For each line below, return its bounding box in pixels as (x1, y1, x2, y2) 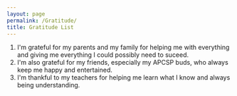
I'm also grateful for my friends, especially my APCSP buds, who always (16, 58, 228, 67)
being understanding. (16, 81, 80, 90)
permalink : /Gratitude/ (6, 17, 78, 24)
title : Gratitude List (6, 23, 74, 31)
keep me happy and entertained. (16, 65, 113, 75)
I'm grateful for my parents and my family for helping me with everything (16, 43, 230, 52)
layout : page (6, 10, 46, 18)
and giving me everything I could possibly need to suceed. (16, 50, 189, 59)
